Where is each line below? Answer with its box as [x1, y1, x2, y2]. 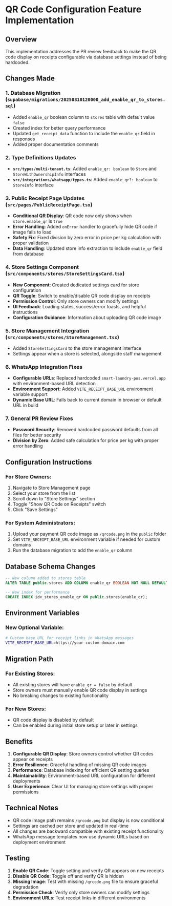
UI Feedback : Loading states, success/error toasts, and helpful [12, 303, 146, 309]
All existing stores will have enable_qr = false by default [12, 681, 133, 687]
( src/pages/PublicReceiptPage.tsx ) [5, 201, 93, 208]
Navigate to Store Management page [12, 485, 91, 491]
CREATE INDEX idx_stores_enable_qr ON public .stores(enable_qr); [5, 594, 147, 600]
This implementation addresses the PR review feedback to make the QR [5, 49, 157, 54]
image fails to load [12, 229, 52, 235]
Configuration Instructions [5, 457, 92, 467]
